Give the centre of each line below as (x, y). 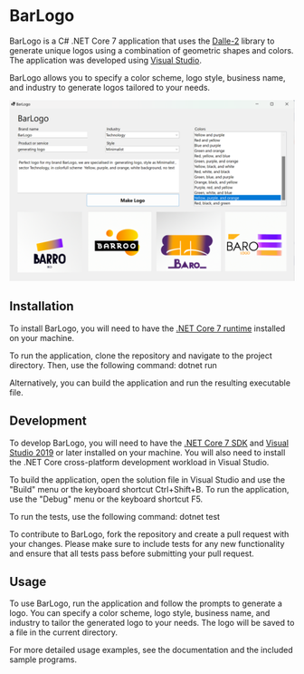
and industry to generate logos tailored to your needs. (110, 87)
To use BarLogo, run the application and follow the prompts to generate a (146, 603)
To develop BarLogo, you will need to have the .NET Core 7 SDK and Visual (149, 443)
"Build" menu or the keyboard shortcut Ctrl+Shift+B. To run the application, (149, 489)
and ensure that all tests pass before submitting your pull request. (132, 553)
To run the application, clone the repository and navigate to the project (141, 356)
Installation (42, 306)
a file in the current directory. (63, 632)
